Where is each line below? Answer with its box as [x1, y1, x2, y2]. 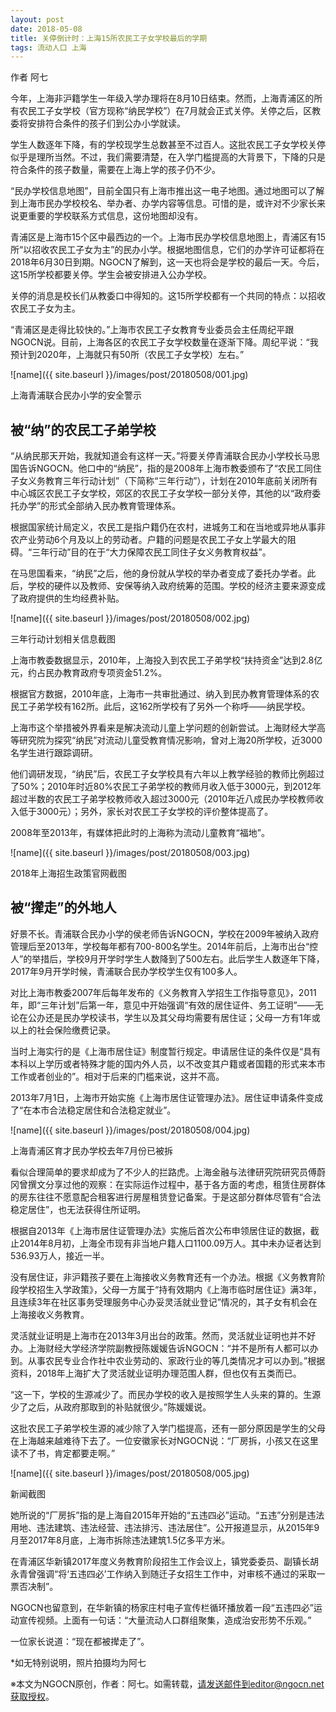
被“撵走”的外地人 [10, 899, 117, 916]
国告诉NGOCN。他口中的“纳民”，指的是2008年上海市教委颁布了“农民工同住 [10, 462, 322, 475]
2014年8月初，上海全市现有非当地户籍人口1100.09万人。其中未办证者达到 [18, 1237, 322, 1249]
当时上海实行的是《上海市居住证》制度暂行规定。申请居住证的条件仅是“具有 [10, 1045, 322, 1057]
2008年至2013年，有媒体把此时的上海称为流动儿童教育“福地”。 [10, 827, 270, 839]
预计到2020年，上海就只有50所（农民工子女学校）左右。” [10, 349, 245, 361]
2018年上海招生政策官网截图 [10, 867, 127, 880]
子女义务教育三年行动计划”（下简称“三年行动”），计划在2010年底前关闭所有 [10, 475, 318, 487]
